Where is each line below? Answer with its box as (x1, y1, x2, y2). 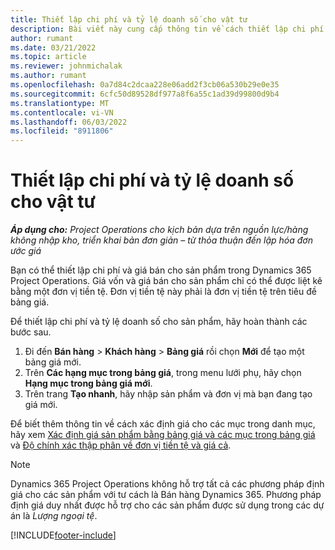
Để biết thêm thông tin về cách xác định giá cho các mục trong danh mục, (10, 418, 316, 430)
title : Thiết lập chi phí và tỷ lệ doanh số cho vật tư (10, 14, 248, 25)
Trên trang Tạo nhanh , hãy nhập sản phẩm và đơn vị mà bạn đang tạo (24, 388, 313, 400)
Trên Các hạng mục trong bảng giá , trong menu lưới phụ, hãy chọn (24, 367, 302, 379)
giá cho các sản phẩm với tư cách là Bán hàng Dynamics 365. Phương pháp (10, 489, 322, 501)
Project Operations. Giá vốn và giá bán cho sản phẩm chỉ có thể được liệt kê (10, 275, 323, 287)
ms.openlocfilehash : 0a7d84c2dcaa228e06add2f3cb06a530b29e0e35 (10, 80, 280, 90)
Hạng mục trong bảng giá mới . (24, 377, 153, 390)
